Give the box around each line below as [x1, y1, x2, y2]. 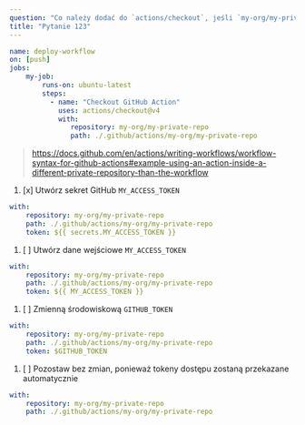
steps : [42, 88, 67, 98]
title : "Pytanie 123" [9, 22, 92, 31]
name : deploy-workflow [9, 46, 95, 56]
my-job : [25, 72, 54, 82]
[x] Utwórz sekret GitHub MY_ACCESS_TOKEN [22, 185, 180, 196]
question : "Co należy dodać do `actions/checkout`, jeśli [9, 13, 233, 23]
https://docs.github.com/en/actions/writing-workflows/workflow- [31, 147, 277, 159]
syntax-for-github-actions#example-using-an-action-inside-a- [31, 157, 267, 168]
